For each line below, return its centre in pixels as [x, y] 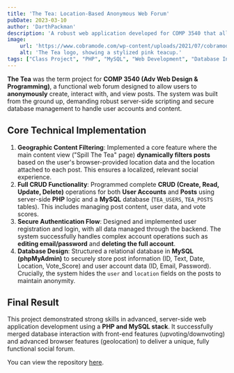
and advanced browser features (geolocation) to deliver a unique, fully [108, 342]
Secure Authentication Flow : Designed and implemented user [107, 221]
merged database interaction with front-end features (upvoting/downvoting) [116, 334]
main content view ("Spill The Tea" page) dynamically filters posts [114, 155]
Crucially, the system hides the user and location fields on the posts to [119, 273]
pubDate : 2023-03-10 [37, 20]
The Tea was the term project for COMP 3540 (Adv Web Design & [103, 79]
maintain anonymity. [46, 280]
